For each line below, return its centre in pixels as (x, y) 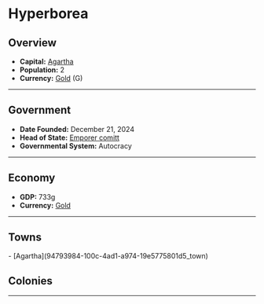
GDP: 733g (37, 196)
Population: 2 (42, 70)
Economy (32, 178)
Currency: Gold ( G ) (51, 78)
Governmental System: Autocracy (75, 145)
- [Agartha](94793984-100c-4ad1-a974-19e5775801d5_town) (108, 256)
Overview (33, 43)
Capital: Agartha (46, 61)
